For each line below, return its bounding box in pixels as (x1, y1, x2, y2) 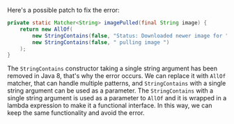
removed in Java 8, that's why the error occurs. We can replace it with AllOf (7, 72, 226, 80)
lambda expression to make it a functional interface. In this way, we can (7, 101, 212, 110)
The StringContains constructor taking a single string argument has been (7, 64, 218, 72)
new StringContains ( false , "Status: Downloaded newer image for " (32, 32, 229, 39)
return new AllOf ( (19, 26, 73, 33)
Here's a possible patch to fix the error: (7, 6, 120, 14)
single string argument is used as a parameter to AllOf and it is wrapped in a (7, 94, 227, 102)
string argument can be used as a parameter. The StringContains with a (7, 86, 214, 95)
